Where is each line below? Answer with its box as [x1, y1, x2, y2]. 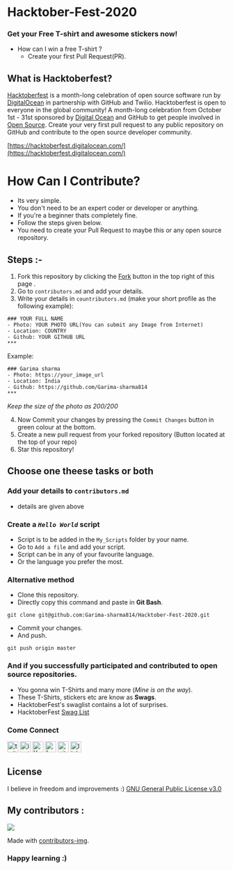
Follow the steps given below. [17, 219, 102, 227]
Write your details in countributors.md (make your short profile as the [17, 294, 216, 303]
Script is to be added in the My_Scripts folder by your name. [17, 535, 189, 544]
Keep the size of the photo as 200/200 [7, 402, 118, 411]
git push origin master [7, 645, 77, 652]
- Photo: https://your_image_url [7, 372, 104, 379]
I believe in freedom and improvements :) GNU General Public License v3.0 [7, 784, 222, 793]
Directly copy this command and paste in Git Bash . [17, 598, 163, 606]
